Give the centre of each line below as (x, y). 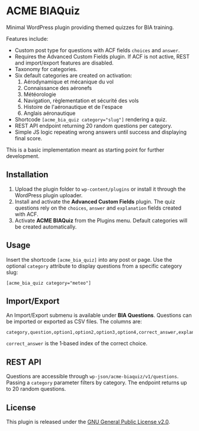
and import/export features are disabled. (64, 63)
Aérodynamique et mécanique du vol (68, 82)
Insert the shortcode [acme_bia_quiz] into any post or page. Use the (89, 259)
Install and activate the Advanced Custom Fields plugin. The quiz (95, 201)
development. (23, 156)
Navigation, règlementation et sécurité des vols (81, 100)
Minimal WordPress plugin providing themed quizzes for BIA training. (90, 27)
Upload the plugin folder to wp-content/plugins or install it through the (100, 189)
